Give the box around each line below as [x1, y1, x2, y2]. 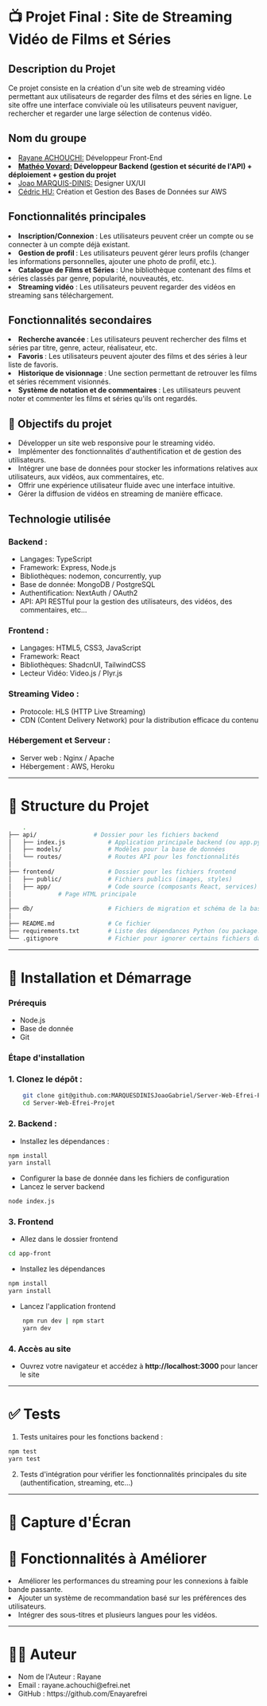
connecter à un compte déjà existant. [8, 239, 130, 249]
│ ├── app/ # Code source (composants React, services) [8, 882, 258, 891]
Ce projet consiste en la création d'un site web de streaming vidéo [8, 83, 226, 93]
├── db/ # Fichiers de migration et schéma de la [8, 904, 247, 913]
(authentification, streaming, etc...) [19, 1478, 133, 1487]
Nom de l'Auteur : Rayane [18, 1672, 102, 1681]
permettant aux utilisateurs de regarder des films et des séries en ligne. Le [8, 92, 252, 101]
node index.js [8, 1197, 56, 1206]
